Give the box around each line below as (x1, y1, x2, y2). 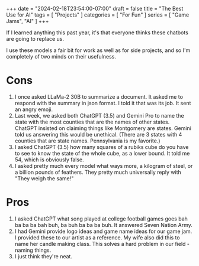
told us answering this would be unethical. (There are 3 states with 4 (14, 131, 182, 138)
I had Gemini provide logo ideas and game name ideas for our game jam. (14, 228, 192, 235)
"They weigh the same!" (14, 174, 74, 182)
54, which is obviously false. (14, 156, 84, 163)
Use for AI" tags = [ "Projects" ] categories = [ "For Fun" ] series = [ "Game (6, 11, 190, 18)
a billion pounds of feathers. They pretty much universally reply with (14, 168, 182, 176)
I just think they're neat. (14, 252, 73, 259)
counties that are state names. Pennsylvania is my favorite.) (14, 137, 161, 144)
